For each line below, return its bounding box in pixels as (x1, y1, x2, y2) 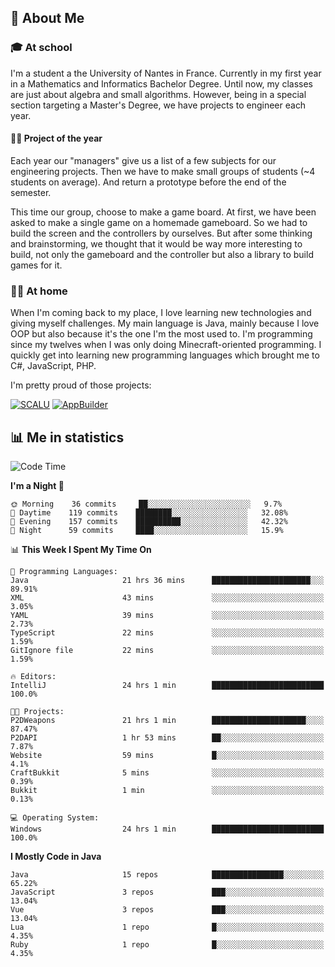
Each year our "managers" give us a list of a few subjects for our (10, 154, 277, 166)
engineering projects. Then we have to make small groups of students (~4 (10, 165, 316, 177)
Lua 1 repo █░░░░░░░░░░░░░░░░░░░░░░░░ (10, 922, 325, 932)
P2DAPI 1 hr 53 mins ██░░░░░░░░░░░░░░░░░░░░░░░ (10, 733, 325, 743)
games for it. (10, 259, 63, 271)
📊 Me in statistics (10, 429, 125, 446)
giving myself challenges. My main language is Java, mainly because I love (10, 317, 320, 330)
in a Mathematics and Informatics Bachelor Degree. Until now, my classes (10, 77, 313, 90)
